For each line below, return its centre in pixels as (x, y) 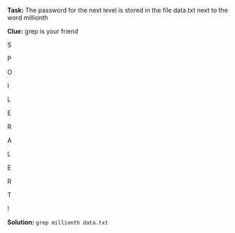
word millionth (28, 18)
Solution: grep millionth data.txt (58, 222)
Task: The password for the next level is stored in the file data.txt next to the (117, 10)
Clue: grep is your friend (43, 31)
